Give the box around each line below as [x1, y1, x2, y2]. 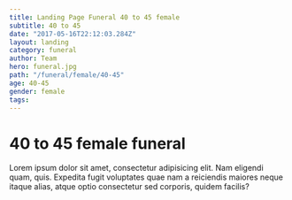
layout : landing [9, 37, 69, 47]
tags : [9, 95, 29, 104]
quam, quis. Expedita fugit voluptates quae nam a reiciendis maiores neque [9, 172, 283, 182]
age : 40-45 [9, 79, 50, 88]
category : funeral [9, 46, 77, 55]
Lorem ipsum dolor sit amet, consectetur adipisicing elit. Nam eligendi [9, 163, 264, 173]
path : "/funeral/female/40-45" [9, 71, 125, 80]
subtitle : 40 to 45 [9, 21, 81, 30]
